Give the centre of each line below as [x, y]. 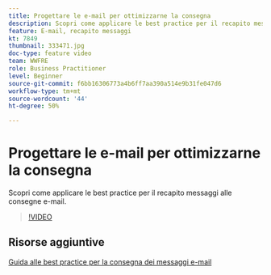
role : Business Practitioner [57, 69]
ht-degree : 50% [34, 106]
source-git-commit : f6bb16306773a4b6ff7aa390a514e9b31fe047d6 [115, 83]
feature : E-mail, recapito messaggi [70, 31]
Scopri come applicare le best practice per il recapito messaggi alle [120, 193]
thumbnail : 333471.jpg [46, 46]
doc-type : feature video [50, 53]
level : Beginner [35, 76]
